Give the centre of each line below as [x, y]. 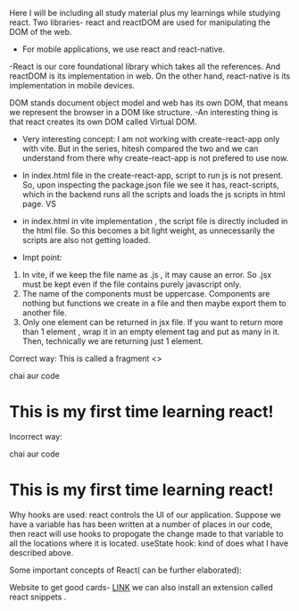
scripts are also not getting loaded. [86, 240]
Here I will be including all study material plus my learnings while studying [145, 13]
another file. [44, 313]
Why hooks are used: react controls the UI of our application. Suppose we [145, 515]
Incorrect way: [36, 436]
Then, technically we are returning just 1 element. [112, 341]
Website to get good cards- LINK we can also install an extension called [141, 587]
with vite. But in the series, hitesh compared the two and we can [140, 148]
